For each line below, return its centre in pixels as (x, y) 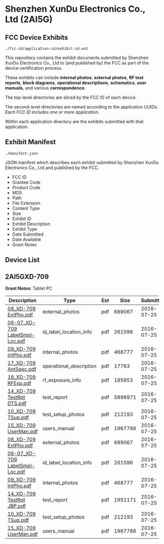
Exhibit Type (25, 229)
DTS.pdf (17, 403)
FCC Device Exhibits (37, 37)
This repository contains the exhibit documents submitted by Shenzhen (77, 58)
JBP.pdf (17, 506)
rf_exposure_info (62, 380)
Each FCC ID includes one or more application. (52, 112)
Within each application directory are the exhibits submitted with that (74, 121)
